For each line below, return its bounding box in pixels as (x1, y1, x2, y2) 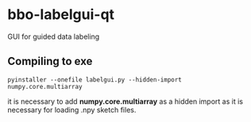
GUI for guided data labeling (7, 32, 100, 41)
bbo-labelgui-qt (7, 6, 115, 24)
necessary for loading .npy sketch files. (7, 105, 137, 114)
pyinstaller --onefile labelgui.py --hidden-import (7, 75, 182, 84)
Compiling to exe (7, 55, 93, 68)
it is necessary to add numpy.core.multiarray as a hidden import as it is (7, 97, 244, 106)
